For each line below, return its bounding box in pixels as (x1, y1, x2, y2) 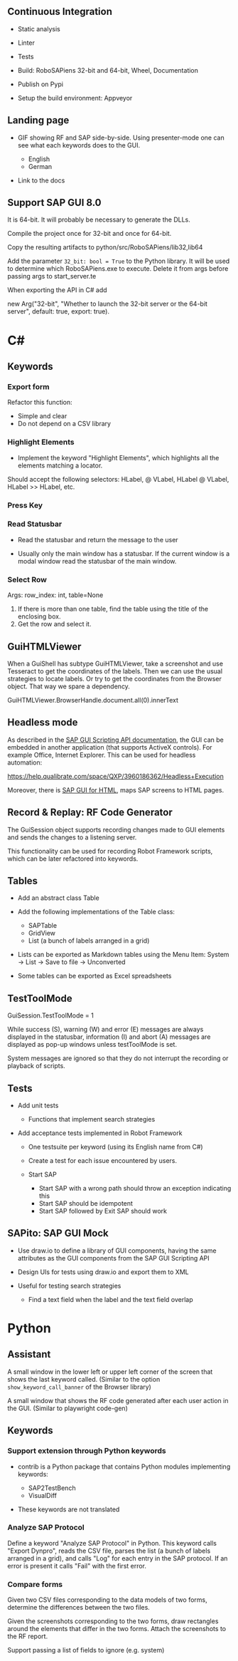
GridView (28, 929, 55, 938)
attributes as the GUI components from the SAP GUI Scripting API (17, 1253, 210, 1262)
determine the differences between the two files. (7, 1603, 151, 1612)
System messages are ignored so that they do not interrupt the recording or (7, 1054, 229, 1062)
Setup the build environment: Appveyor (17, 93, 133, 102)
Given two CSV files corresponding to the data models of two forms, (7, 1595, 207, 1604)
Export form (7, 381, 50, 391)
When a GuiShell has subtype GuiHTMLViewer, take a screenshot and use (7, 659, 224, 668)
